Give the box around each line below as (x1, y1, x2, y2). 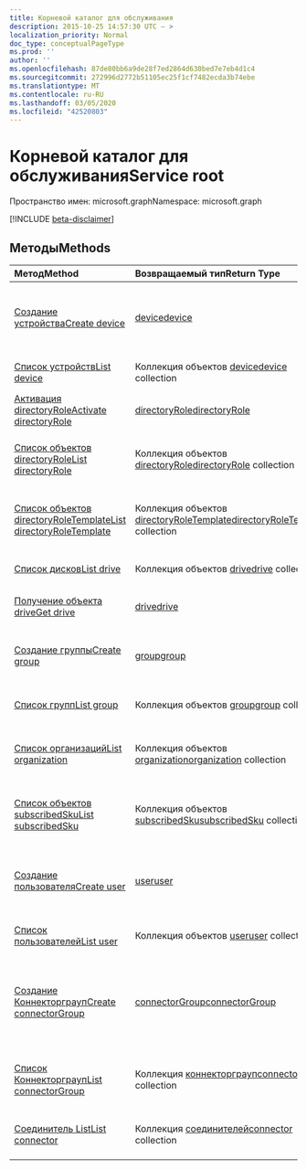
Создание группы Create (14, 643, 122, 656)
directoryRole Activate (14, 404, 107, 416)
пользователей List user (14, 935, 119, 947)
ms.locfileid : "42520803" (9, 107, 108, 116)
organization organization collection (134, 753, 286, 766)
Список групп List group (14, 698, 119, 711)
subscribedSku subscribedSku (134, 814, 265, 826)
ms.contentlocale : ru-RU (9, 90, 104, 99)
